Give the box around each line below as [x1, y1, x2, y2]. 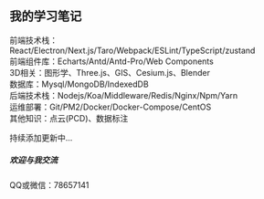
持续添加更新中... [9, 131, 73, 143]
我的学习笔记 [9, 8, 82, 25]
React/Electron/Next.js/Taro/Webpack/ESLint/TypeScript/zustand [9, 45, 256, 56]
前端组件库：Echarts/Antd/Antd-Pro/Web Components [9, 56, 215, 67]
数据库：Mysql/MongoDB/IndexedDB [9, 79, 149, 89]
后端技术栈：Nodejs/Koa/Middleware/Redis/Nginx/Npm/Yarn [9, 89, 238, 100]
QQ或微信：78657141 [9, 179, 90, 190]
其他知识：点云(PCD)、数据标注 [9, 112, 129, 123]
